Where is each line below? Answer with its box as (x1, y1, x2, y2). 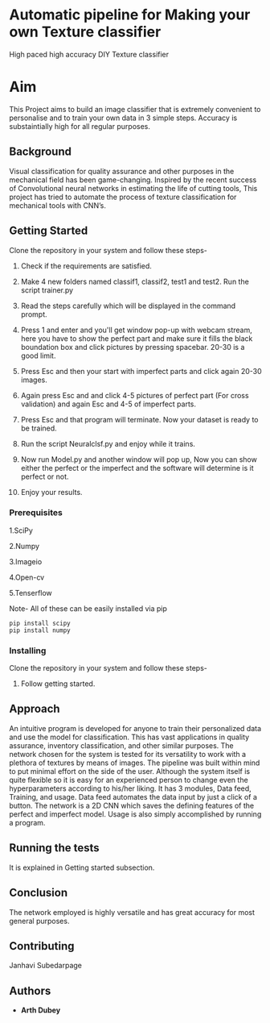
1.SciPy (9, 526, 33, 535)
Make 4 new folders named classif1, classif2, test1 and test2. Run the (20, 277, 250, 286)
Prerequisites (9, 507, 63, 518)
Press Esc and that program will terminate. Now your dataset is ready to (20, 414, 259, 424)
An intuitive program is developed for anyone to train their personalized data (9, 723, 262, 733)
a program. (9, 817, 46, 827)
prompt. (20, 309, 47, 319)
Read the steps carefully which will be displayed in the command (20, 301, 236, 310)
